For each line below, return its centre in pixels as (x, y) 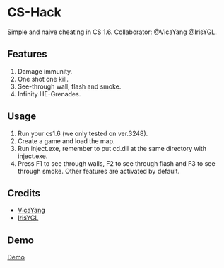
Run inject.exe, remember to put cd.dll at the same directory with (112, 148)
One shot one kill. (43, 79)
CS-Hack (35, 12)
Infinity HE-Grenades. (49, 94)
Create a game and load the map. (66, 141)
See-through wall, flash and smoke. (69, 86)
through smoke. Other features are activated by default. (99, 171)
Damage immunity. (45, 71)
